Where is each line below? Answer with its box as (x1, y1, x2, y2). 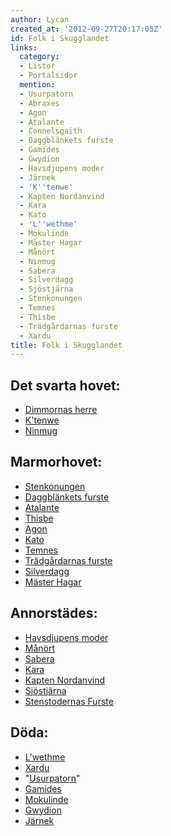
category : (19, 52, 60, 62)
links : (10, 42, 38, 53)
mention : (19, 80, 56, 90)
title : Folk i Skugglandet (10, 340, 123, 350)
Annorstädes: (10, 605, 98, 622)
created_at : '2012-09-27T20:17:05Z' (10, 24, 163, 34)
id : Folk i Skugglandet (10, 33, 110, 43)
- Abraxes (19, 98, 60, 108)
